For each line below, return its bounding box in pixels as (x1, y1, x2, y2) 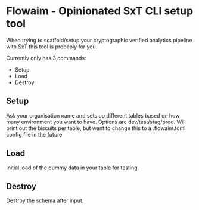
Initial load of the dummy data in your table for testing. (6, 164, 139, 171)
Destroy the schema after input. (6, 197, 84, 204)
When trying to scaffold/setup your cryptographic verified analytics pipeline (6, 36, 192, 44)
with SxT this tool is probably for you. (6, 43, 98, 50)
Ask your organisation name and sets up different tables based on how (6, 112, 180, 119)
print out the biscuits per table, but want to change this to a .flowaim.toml (6, 124, 186, 132)
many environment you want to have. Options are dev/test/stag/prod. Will (6, 118, 186, 125)
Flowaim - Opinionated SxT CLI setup (6, 4, 194, 18)
